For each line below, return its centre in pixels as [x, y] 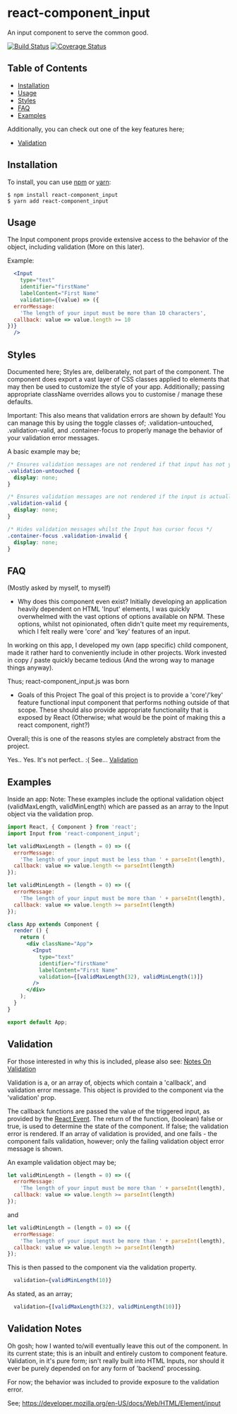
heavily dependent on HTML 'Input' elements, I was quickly [104, 609]
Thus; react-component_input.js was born [68, 682]
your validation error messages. [54, 437]
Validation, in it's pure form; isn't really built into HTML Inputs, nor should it [116, 1360]
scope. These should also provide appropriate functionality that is [113, 710]
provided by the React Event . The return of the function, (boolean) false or [115, 1118]
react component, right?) [54, 725]
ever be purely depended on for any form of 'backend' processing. [104, 1368]
